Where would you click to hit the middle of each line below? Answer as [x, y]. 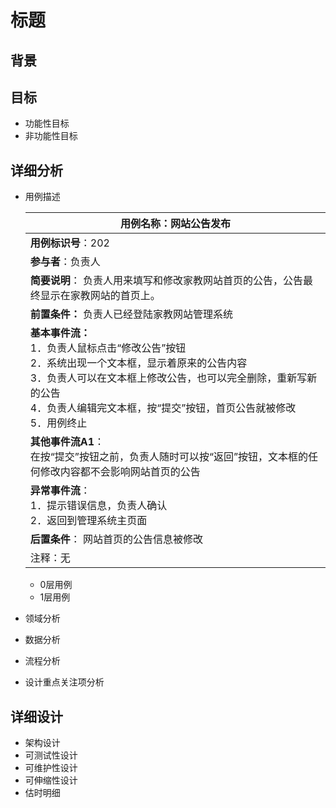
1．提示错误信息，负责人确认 [98, 506]
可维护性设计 [51, 768]
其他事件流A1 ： [67, 442]
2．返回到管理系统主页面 [88, 521]
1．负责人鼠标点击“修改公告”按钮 [108, 348]
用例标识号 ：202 [69, 243]
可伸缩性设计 [51, 780]
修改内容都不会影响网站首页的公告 [120, 472]
